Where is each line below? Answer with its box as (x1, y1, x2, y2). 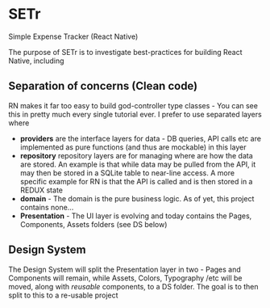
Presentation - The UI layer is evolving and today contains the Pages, (19, 211, 252, 221)
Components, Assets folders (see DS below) (19, 219, 168, 229)
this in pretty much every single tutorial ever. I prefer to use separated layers (8, 109, 262, 119)
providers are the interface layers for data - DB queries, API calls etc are (19, 133, 262, 143)
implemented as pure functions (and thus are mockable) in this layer (19, 142, 247, 152)
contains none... (19, 202, 74, 212)
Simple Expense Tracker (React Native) (8, 32, 139, 41)
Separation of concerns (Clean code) (8, 79, 198, 93)
